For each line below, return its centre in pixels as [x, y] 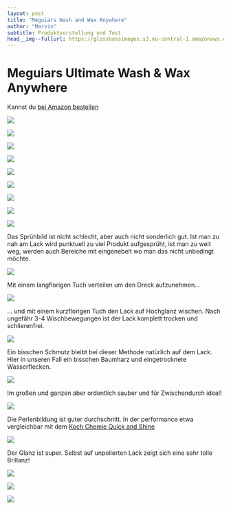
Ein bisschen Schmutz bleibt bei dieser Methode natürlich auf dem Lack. [110, 352]
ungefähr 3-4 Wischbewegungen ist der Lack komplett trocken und [102, 318]
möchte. [19, 258]
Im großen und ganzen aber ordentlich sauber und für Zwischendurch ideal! [114, 393]
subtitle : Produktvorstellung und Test [64, 33]
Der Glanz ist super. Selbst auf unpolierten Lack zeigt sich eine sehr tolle [110, 453]
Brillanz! [19, 460]
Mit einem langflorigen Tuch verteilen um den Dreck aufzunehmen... [104, 285]
